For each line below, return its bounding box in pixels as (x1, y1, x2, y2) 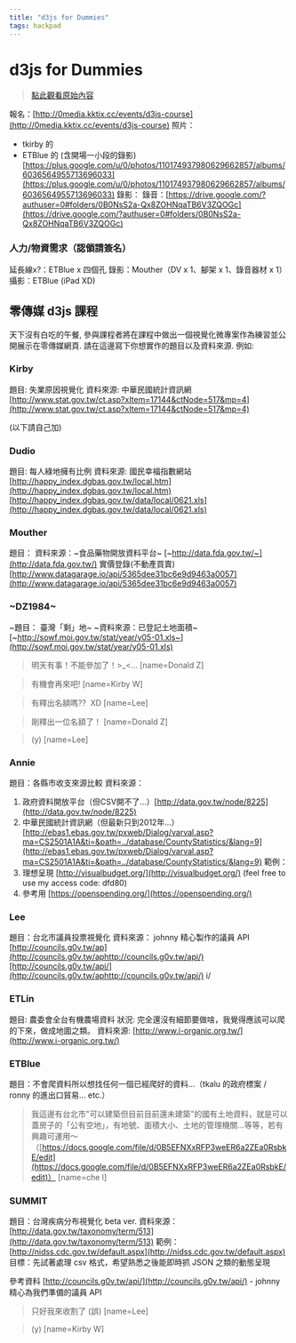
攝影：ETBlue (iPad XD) (9, 275, 96, 285)
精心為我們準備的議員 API (9, 1287, 102, 1298)
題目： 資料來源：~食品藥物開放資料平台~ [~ (9, 548, 172, 558)
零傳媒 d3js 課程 (9, 304, 99, 319)
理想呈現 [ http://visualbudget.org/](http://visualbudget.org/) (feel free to (21, 867, 286, 878)
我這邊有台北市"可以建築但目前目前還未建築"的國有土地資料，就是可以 (30, 1108, 288, 1119)
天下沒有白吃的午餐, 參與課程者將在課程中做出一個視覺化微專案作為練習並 (9, 329, 278, 340)
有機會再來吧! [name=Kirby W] (30, 678, 144, 689)
